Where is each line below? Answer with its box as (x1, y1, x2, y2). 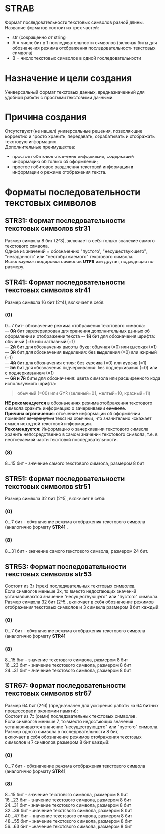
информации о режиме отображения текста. (12, 169, 107, 175)
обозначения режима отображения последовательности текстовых (12, 45, 156, 51)
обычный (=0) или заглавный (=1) (5, 338, 75, 344)
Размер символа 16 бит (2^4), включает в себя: (5, 299, 105, 305)
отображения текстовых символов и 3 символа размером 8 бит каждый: (5, 604, 160, 610)
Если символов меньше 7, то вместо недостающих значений (5, 718, 134, 724)
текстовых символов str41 (5, 286, 91, 295)
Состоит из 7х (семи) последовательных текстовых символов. (5, 713, 137, 719)
